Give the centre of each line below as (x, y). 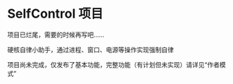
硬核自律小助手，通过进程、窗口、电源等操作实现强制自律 (90, 49)
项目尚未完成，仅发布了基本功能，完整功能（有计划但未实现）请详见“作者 (114, 64)
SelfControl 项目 (55, 14)
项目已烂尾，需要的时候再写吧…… (56, 35)
